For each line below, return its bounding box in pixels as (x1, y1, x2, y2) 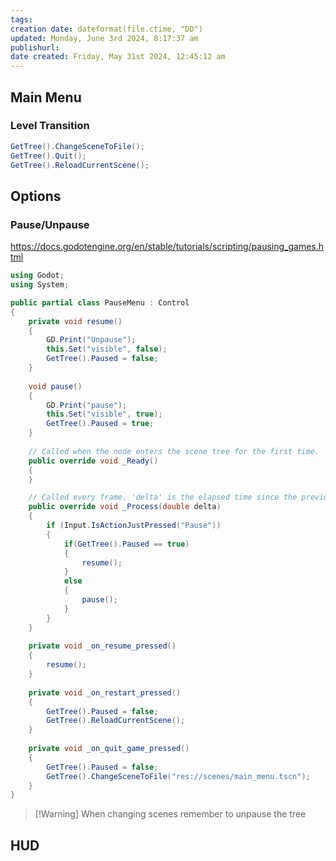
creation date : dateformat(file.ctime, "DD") (10, 24, 203, 34)
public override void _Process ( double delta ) (28, 502, 222, 512)
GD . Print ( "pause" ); (46, 400, 128, 410)
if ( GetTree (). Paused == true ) (63, 539, 190, 549)
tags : (10, 14, 33, 25)
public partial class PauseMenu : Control (10, 297, 190, 308)
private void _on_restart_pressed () (28, 687, 182, 698)
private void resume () (28, 316, 123, 326)
